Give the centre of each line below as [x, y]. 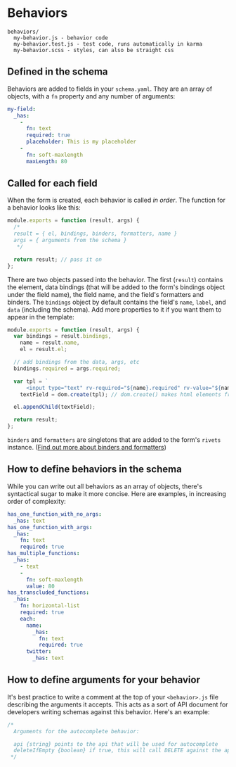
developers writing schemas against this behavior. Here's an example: [109, 711]
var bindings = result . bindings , [63, 336]
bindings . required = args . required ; [67, 368]
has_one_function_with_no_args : [54, 514]
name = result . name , [50, 343]
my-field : [22, 109]
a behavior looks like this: [44, 208]
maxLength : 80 [47, 161]
